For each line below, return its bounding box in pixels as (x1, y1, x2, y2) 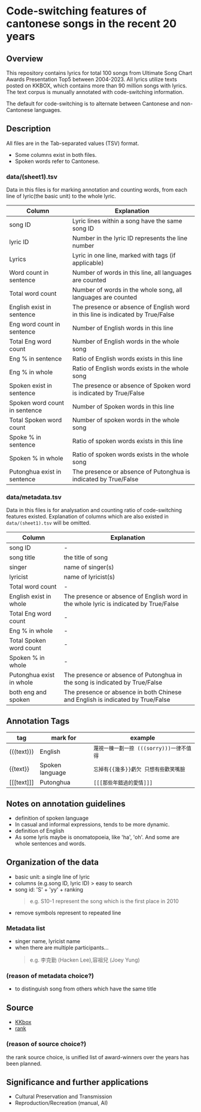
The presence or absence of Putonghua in (63, 671, 182, 679)
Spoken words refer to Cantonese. (14, 157, 100, 165)
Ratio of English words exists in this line (72, 354, 183, 363)
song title (9, 553, 36, 562)
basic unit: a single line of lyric (14, 873, 90, 880)
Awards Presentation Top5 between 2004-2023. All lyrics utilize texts (6, 76, 178, 83)
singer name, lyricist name (14, 938, 81, 945)
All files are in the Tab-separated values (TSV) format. (6, 140, 139, 147)
